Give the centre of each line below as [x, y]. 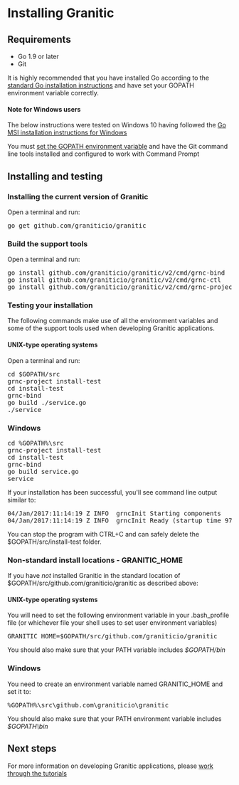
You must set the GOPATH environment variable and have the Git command [118, 147]
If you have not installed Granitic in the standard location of [94, 576]
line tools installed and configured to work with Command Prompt [103, 154]
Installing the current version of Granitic [78, 196]
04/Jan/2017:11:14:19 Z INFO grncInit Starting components [115, 513]
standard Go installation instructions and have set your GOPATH [101, 85]
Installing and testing [55, 176]
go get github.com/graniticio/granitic [77, 225]
